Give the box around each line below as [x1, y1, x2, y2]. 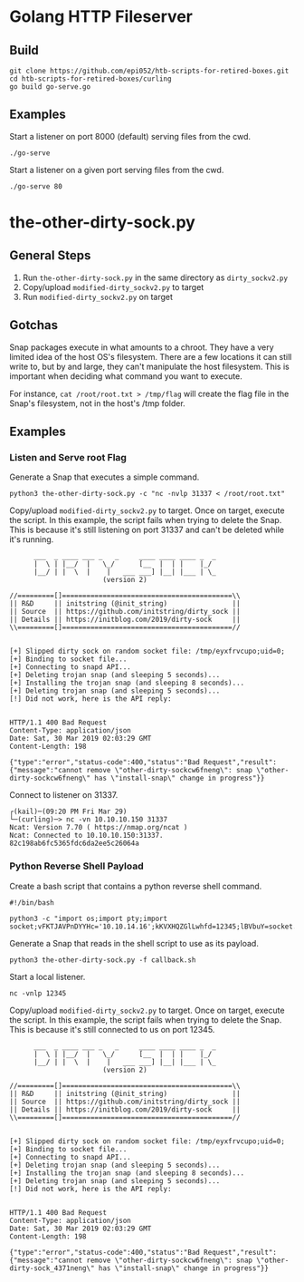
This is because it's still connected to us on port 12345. [9, 1024, 215, 1034]
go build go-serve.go [9, 83, 91, 92]
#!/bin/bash [9, 898, 54, 908]
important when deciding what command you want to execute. [9, 370, 242, 382]
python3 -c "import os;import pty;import [9, 914, 168, 923]
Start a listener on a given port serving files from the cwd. [9, 164, 224, 175]
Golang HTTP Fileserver [9, 6, 193, 27]
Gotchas [9, 317, 59, 333]
